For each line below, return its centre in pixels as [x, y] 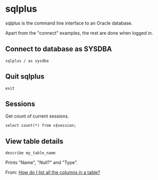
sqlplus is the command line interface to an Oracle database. [69, 23]
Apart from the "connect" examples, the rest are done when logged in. [79, 33]
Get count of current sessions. [37, 116]
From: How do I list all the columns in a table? [53, 172]
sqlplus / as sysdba [27, 61]
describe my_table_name [31, 153]
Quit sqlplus [25, 76]
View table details [34, 141]
